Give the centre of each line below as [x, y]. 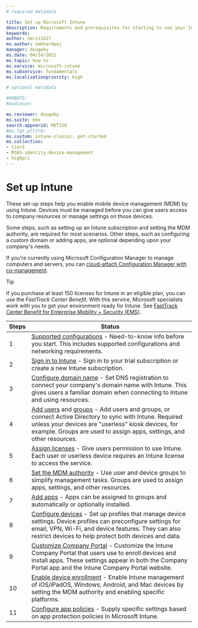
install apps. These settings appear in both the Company [109, 560]
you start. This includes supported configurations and [105, 343]
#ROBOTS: [17, 98]
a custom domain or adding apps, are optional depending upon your [89, 240]
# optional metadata [32, 88]
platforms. [46, 599]
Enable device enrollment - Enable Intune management [108, 577]
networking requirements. [67, 351]
